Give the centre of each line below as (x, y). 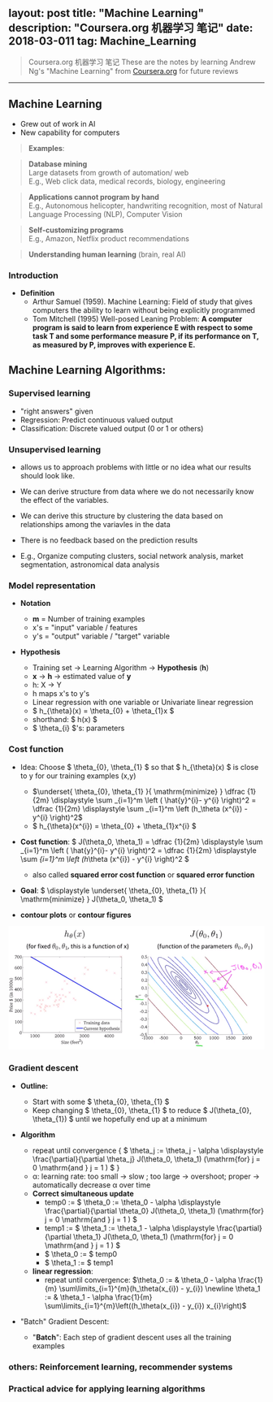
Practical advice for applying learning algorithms (107, 1388)
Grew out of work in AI (58, 123)
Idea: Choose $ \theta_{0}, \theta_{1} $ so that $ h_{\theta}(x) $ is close (139, 767)
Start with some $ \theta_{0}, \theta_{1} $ (101, 1101)
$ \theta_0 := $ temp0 (81, 1253)
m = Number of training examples (89, 619)
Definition (37, 292)
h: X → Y (47, 685)
